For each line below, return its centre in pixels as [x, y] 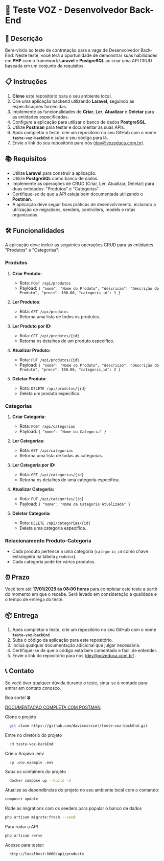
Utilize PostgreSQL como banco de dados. [55, 178]
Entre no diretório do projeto [34, 735]
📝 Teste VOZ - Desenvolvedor [67, 10]
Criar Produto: [27, 273]
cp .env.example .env [32, 762]
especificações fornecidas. [40, 106]
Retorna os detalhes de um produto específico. [67, 341]
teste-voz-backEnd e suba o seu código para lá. [60, 138]
